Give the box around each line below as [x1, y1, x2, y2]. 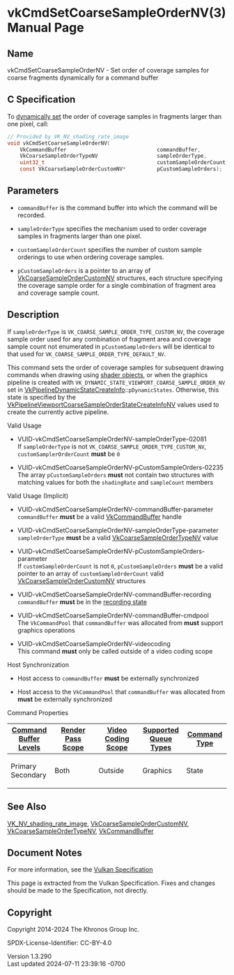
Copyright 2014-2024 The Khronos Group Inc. [7, 925, 139, 934]
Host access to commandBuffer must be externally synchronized [17, 674, 199, 682]
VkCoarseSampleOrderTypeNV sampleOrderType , [19, 152, 208, 160]
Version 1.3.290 [7, 952, 52, 961]
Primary [10, 761, 37, 771]
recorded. [17, 211, 46, 219]
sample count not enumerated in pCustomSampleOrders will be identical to [7, 342, 214, 351]
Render [61, 725, 86, 735]
